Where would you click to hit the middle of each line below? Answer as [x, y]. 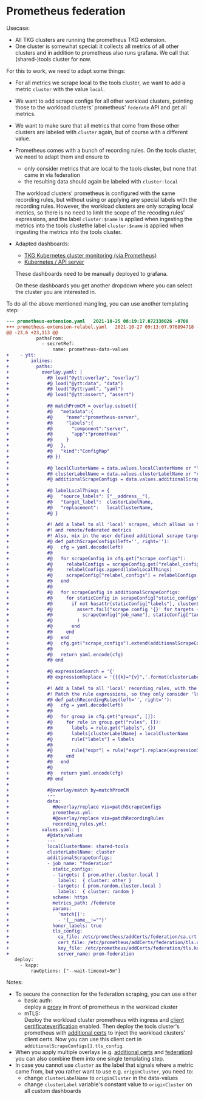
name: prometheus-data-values [91, 350]
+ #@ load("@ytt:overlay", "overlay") [73, 378]
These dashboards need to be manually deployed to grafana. [91, 273]
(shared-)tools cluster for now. [53, 59]
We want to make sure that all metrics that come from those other [97, 125]
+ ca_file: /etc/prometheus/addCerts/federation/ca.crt [102, 937]
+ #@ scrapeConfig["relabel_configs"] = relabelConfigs [102, 575]
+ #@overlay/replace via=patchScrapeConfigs [84, 807]
